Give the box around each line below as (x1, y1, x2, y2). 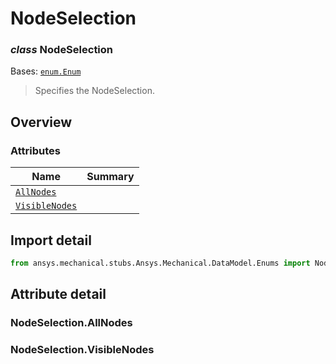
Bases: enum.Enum (10, 65, 82, 77)
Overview (10, 113, 73, 131)
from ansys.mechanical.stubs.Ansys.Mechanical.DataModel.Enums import (10, 258, 311, 268)
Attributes (10, 143, 61, 157)
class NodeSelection (10, 43, 114, 57)
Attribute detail (10, 286, 107, 303)
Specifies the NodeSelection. (34, 85, 155, 97)
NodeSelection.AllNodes (10, 316, 133, 330)
